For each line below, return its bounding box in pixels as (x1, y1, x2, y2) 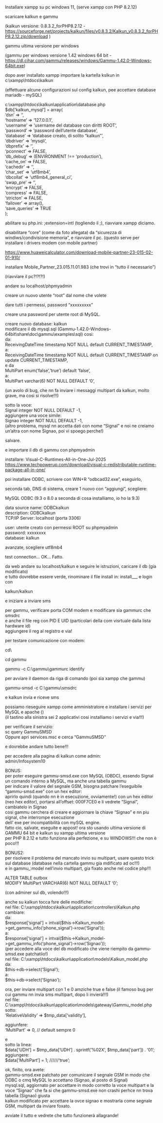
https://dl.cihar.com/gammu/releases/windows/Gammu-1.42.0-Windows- (5, 58, 152, 63)
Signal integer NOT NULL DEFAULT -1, (5, 408, 82, 413)
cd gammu (5, 657, 27, 662)
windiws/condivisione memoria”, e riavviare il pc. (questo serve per (5, 235, 140, 240)
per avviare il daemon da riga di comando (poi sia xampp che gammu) (5, 675, 145, 681)
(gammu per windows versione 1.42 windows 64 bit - (5, 52, 112, 58)
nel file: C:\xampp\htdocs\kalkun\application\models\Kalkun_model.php (5, 956, 148, 962)
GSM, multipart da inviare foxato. (5, 1103, 72, 1109)
